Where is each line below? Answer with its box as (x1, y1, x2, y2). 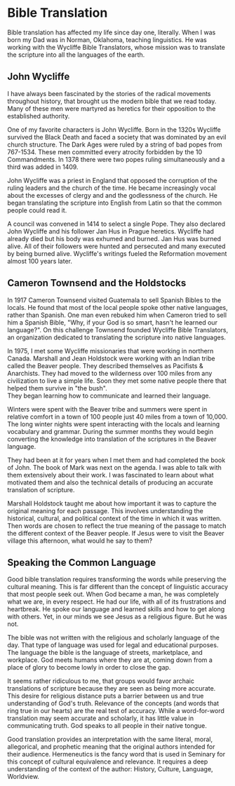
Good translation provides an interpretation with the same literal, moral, (7, 735, 213, 744)
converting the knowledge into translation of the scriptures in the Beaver (7, 435, 217, 443)
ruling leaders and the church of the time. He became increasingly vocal (7, 184, 216, 192)
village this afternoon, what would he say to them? (7, 536, 153, 545)
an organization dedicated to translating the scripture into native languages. (7, 333, 227, 341)
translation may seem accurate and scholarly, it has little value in (7, 714, 194, 723)
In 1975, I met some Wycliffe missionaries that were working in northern (7, 346, 214, 355)
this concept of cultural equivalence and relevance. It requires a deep (7, 757, 208, 766)
